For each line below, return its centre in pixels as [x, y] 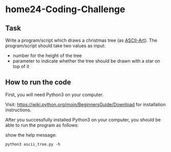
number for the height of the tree [47, 55]
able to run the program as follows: [42, 125]
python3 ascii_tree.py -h [33, 144]
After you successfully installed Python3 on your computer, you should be [83, 119]
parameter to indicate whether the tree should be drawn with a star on [87, 61]
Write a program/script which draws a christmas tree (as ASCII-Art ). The [81, 40]
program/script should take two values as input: [55, 46]
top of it [21, 66]
